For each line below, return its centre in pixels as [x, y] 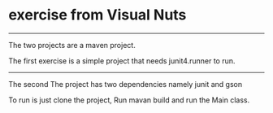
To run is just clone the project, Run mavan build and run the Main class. [129, 100]
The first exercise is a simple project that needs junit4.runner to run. [122, 61]
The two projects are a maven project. [72, 45]
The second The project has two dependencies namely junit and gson [125, 84]
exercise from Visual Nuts [97, 15]
